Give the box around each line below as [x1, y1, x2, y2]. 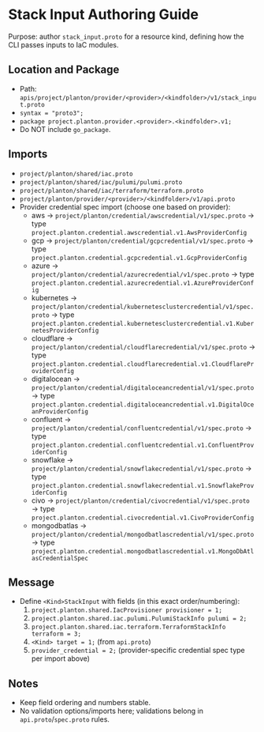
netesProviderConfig [31, 326, 99, 334]
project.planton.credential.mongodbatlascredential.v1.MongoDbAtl [31, 547, 255, 555]
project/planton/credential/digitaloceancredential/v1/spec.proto [31, 383, 255, 392]
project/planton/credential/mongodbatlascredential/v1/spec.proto [31, 530, 255, 538]
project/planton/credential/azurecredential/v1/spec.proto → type [31, 269, 255, 278]
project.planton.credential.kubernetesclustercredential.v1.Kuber [31, 319, 255, 327]
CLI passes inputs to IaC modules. [8, 40, 120, 49]
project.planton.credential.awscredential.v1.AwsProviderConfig [31, 228, 247, 236]
